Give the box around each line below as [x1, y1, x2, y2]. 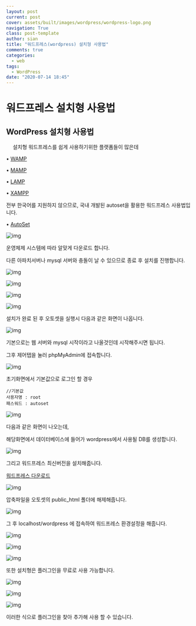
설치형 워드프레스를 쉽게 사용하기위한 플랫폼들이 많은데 [12, 144, 139, 151]
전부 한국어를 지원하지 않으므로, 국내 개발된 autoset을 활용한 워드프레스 [6, 201, 171, 209]
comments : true [6, 47, 44, 53]
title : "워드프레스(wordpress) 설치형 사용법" [6, 42, 109, 48]
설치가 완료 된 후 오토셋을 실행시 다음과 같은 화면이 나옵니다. [6, 315, 144, 322]
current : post [6, 14, 41, 20]
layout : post [6, 8, 38, 15]
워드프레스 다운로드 [6, 472, 51, 479]
